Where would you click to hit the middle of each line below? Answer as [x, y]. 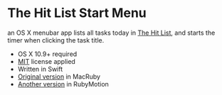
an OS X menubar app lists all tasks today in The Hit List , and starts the [111, 33]
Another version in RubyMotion [63, 84]
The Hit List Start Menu [77, 13]
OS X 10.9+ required [47, 54]
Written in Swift [40, 69]
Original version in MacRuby [59, 77]
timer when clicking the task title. [56, 40]
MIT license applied [47, 61]
